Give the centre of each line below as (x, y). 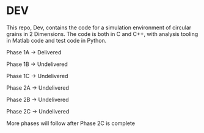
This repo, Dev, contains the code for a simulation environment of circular (99, 27)
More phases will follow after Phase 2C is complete (71, 123)
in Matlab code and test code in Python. (56, 40)
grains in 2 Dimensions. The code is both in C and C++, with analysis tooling (102, 34)
